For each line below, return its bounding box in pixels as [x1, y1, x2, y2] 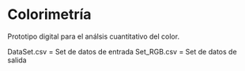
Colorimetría [7, 6, 92, 24]
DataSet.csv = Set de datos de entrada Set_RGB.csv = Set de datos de [7, 47, 238, 56]
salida [7, 55, 27, 65]
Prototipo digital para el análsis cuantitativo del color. [7, 32, 179, 41]
